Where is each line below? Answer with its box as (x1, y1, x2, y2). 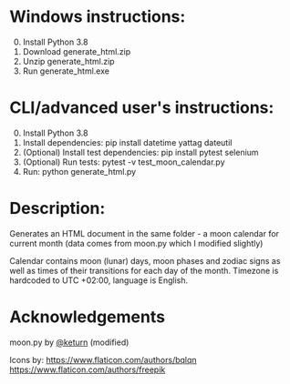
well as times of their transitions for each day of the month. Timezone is (9, 265, 279, 276)
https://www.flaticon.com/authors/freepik (9, 364, 166, 375)
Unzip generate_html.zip (22, 56, 116, 66)
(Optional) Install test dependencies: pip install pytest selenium (22, 147, 259, 157)
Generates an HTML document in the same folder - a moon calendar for (9, 227, 280, 238)
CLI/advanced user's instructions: (9, 97, 274, 118)
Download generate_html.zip (22, 45, 131, 56)
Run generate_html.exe (22, 66, 109, 76)
